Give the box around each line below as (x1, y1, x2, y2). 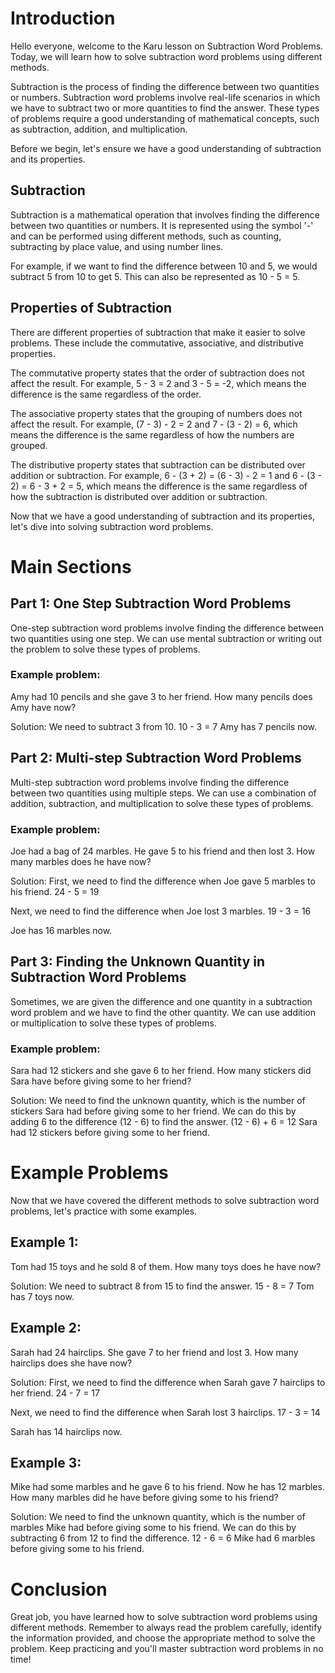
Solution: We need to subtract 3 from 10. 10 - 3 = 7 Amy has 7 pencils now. (10, 720, 318, 732)
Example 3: (10, 1455, 82, 1472)
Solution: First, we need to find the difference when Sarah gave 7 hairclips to (10, 1376, 326, 1388)
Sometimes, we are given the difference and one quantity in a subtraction (10, 995, 313, 1007)
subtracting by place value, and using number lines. (10, 240, 224, 252)
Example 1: (10, 1234, 79, 1251)
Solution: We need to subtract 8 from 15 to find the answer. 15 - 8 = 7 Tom (10, 1280, 315, 1292)
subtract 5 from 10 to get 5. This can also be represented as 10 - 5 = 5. (10, 270, 301, 282)
